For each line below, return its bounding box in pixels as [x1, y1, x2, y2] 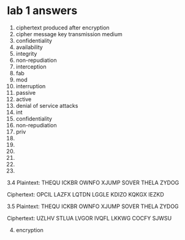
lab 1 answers [7, 4, 78, 18]
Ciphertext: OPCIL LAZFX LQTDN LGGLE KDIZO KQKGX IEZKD [7, 190, 164, 198]
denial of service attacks [15, 102, 78, 109]
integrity [15, 50, 37, 57]
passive [15, 89, 36, 96]
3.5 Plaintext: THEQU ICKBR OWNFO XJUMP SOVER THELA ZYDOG [7, 203, 179, 210]
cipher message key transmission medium [15, 30, 123, 37]
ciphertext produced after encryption [15, 24, 110, 31]
